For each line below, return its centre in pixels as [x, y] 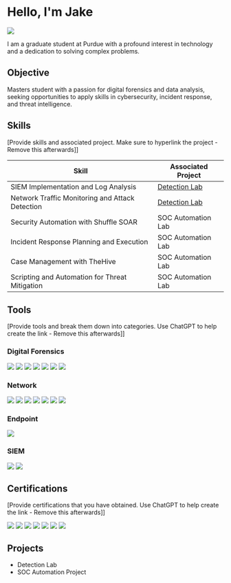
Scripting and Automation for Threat [69, 277]
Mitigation [27, 285]
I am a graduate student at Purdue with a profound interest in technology [110, 44]
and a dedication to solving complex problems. [73, 51]
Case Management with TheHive [63, 261]
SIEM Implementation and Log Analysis [74, 186]
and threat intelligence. [40, 104]
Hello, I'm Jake [50, 12]
